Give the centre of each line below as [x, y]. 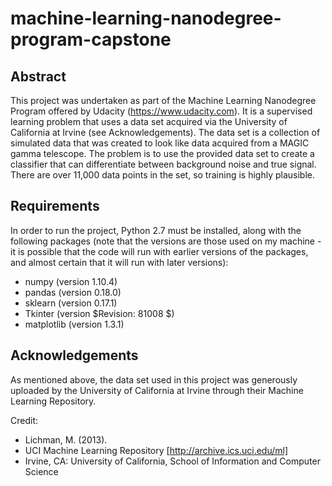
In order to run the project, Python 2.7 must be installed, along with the [156, 230]
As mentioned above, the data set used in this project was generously [154, 379]
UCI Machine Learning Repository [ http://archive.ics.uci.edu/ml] [156, 450]
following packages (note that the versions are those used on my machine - [166, 241]
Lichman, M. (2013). [66, 439]
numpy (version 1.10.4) [71, 281]
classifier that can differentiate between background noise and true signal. [163, 164]
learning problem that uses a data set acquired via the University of [149, 121]
